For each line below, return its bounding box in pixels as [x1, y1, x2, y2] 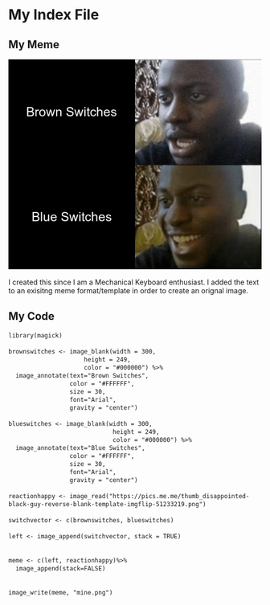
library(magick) [8, 332, 63, 340]
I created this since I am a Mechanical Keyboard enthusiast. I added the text [8, 277, 260, 287]
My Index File [8, 6, 100, 24]
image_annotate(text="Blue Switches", [15, 444, 146, 452]
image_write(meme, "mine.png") [8, 589, 113, 597]
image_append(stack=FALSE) [15, 565, 106, 573]
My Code [8, 309, 55, 323]
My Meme [8, 38, 60, 51]
